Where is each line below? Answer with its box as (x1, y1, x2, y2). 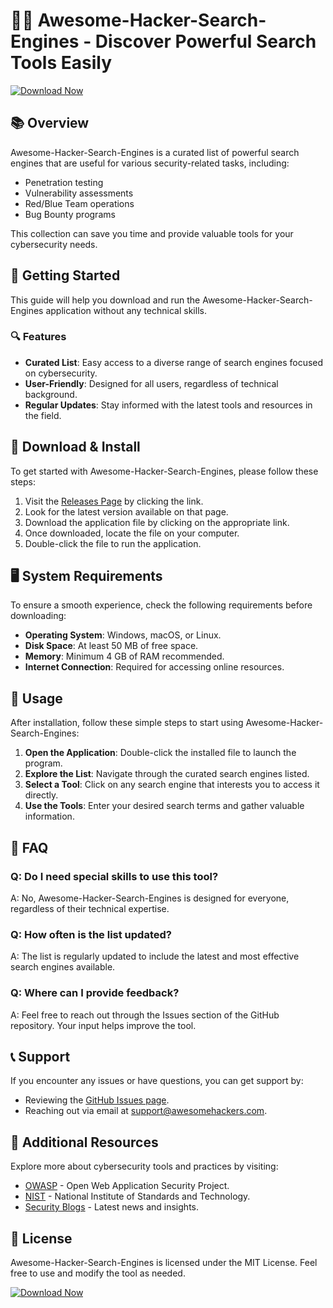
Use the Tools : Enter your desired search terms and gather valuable (24, 800, 305, 812)
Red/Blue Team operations (24, 197, 135, 209)
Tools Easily (10, 52, 113, 74)
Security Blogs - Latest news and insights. (24, 1201, 199, 1213)
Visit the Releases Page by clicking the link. (24, 495, 204, 507)
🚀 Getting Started (10, 267, 121, 284)
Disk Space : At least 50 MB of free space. (24, 640, 199, 652)
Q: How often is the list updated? (10, 927, 172, 941)
